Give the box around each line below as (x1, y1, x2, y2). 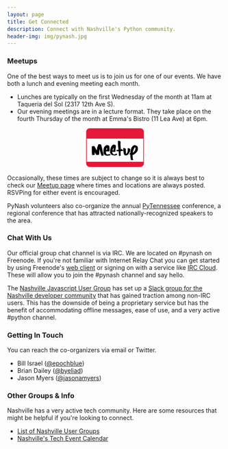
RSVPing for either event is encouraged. (7, 188, 121, 196)
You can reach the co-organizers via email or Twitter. (7, 346, 157, 354)
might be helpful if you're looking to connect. (7, 414, 134, 422)
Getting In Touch (7, 330, 64, 340)
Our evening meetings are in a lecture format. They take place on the (16, 107, 212, 115)
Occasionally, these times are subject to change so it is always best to (7, 174, 205, 182)
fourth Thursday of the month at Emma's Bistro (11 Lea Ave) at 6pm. (16, 114, 208, 123)
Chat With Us (7, 233, 53, 243)
